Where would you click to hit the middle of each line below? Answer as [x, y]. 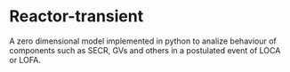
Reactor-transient [77, 16]
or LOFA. [25, 60]
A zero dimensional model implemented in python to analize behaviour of [143, 41]
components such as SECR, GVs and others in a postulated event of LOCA [145, 50]
